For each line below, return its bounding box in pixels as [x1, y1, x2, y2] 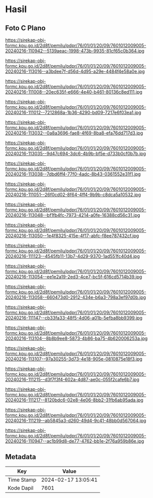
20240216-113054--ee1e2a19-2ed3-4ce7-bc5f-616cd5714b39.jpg [5, 274, 142, 280]
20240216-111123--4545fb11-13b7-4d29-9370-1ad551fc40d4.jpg [5, 253, 140, 259]
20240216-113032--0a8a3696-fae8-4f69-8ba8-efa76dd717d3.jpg [5, 130, 143, 136]
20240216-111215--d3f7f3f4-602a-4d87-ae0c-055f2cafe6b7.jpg [5, 377, 139, 382]
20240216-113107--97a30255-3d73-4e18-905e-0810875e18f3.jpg [5, 356, 142, 362]
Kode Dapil [8, 484, 34, 491]
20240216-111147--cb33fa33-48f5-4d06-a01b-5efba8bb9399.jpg [5, 315, 142, 321]
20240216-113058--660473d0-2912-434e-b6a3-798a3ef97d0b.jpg [5, 294, 146, 300]
